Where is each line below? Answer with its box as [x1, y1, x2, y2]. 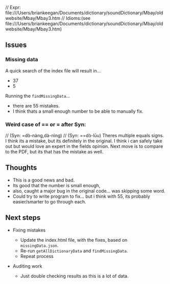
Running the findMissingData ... [5, 93, 70, 99]
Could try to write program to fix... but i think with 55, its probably [12, 193, 151, 199]
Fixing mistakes [12, 227, 46, 233]
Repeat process [20, 253, 54, 259]
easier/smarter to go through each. [12, 198, 87, 204]
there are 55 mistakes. [12, 102, 60, 109]
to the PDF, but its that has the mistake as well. [5, 148, 104, 154]
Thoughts [5, 163, 37, 172]
